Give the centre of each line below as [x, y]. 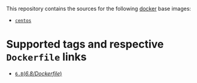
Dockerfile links [46, 57]
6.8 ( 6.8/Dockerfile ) [38, 73]
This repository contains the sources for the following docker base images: [99, 9]
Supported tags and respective [85, 44]
